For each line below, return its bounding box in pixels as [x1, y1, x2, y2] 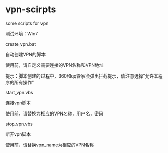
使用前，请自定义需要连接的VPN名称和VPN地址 [5, 62, 104, 68]
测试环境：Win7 [5, 30, 38, 36]
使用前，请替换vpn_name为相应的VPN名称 [5, 142, 94, 148]
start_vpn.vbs [5, 89, 33, 95]
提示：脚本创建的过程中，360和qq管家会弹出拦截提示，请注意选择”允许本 [5, 72, 158, 79]
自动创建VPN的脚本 [5, 51, 46, 57]
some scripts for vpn [5, 20, 49, 26]
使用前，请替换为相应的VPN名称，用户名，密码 [5, 110, 104, 117]
